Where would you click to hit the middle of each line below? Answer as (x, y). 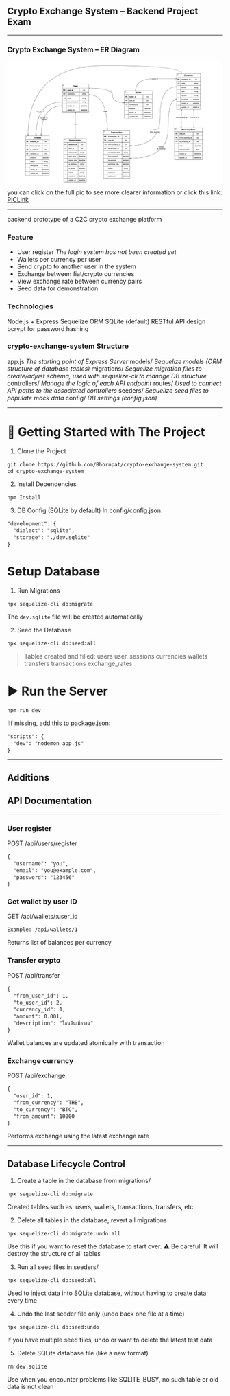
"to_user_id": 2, (38, 1003)
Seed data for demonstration (57, 288)
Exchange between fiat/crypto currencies (76, 274)
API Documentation (50, 801)
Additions (28, 778)
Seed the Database (44, 630)
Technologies (30, 306)
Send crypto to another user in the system (77, 266)
